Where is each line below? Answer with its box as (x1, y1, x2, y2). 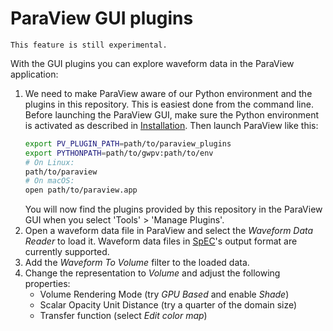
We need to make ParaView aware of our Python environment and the (24, 87, 313, 99)
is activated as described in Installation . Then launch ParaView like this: (24, 119, 319, 131)
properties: (24, 278, 71, 290)
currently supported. (24, 246, 110, 258)
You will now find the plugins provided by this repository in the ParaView (24, 203, 323, 216)
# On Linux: (24, 157, 75, 167)
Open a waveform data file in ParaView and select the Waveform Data (24, 225, 314, 237)
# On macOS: (24, 176, 75, 186)
